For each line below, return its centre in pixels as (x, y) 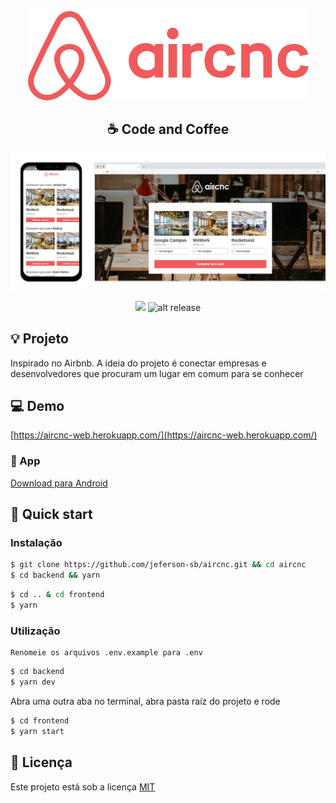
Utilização (35, 631)
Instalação (36, 543)
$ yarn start (37, 731)
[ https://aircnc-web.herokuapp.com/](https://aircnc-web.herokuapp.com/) (164, 435)
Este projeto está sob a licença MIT (83, 786)
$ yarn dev (33, 682)
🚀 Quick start (51, 514)
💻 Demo (37, 406)
